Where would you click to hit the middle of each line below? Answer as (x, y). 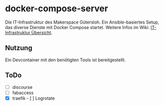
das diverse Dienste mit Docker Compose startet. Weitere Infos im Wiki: (77, 27)
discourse (22, 87)
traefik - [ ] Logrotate (33, 98)
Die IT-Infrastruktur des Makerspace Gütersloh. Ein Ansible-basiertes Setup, (82, 22)
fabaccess (23, 93)
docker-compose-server (57, 9)
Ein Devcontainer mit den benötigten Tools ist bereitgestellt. (66, 60)
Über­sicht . (42, 32)
